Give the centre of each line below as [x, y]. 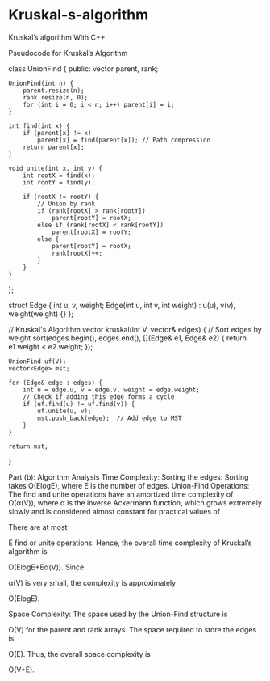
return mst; [28, 446]
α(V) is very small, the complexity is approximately [92, 582]
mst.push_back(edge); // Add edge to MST [110, 418]
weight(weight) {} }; [41, 314]
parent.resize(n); [54, 91]
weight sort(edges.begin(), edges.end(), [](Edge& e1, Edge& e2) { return [128, 338]
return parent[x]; [54, 147]
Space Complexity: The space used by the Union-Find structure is [118, 614]
